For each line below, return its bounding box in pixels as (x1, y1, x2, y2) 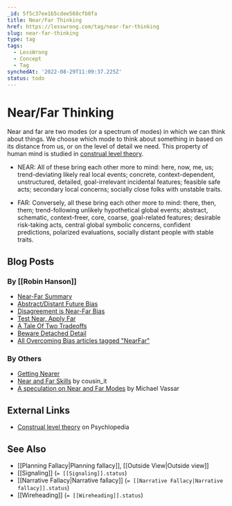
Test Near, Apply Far (17, 314, 76, 323)
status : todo (7, 74, 45, 82)
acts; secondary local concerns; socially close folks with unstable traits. (17, 185, 223, 194)
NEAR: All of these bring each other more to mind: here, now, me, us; (17, 163, 214, 171)
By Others (7, 353, 42, 363)
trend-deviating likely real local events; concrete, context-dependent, (17, 171, 215, 179)
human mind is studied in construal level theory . (7, 150, 144, 158)
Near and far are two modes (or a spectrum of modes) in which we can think (7, 128, 226, 136)
